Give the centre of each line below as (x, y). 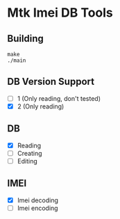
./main (17, 60)
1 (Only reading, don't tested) (59, 98)
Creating (30, 153)
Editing (27, 161)
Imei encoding (37, 208)
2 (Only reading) (41, 106)
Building (25, 39)
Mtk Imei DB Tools (60, 13)
